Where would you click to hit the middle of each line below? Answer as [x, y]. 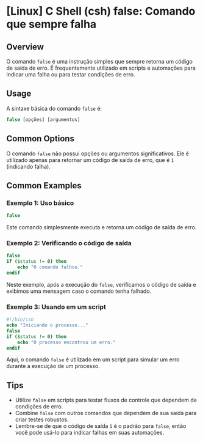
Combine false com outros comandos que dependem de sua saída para [106, 413]
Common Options [41, 139]
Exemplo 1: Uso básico [40, 203]
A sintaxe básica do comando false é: [54, 108]
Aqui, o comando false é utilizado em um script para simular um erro [93, 359]
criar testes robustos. [42, 419]
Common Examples [44, 186]
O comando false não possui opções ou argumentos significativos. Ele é [98, 153]
